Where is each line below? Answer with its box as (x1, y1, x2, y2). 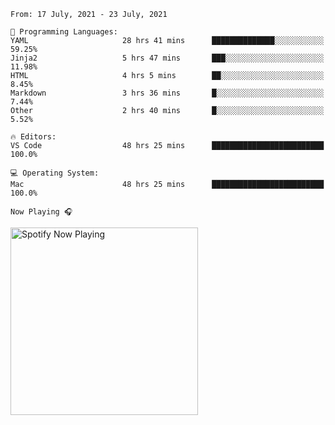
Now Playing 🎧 (10, 207, 73, 217)
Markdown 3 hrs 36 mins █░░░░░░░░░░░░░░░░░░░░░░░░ (10, 88, 325, 98)
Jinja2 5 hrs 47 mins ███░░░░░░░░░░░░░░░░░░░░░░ (10, 53, 325, 63)
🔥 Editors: (10, 132, 57, 142)
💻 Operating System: (10, 168, 100, 178)
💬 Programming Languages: (10, 27, 118, 37)
